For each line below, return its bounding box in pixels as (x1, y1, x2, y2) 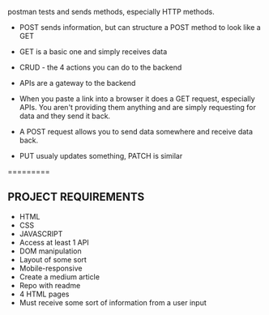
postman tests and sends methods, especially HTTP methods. (7, 7, 216, 16)
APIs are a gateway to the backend (19, 79, 136, 87)
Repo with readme (19, 280, 81, 290)
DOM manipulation (19, 246, 82, 256)
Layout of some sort (19, 254, 87, 264)
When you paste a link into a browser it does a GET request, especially (19, 94, 256, 104)
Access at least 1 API (19, 237, 90, 247)
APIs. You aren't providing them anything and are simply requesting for (19, 103, 256, 112)
